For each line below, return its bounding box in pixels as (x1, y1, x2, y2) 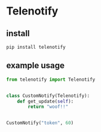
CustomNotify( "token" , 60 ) (6, 120, 74, 126)
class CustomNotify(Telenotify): (6, 92, 90, 99)
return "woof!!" (28, 104, 69, 110)
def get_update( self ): (17, 98, 74, 104)
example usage (6, 60, 65, 71)
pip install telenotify (6, 44, 66, 50)
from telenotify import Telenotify (6, 77, 96, 83)
